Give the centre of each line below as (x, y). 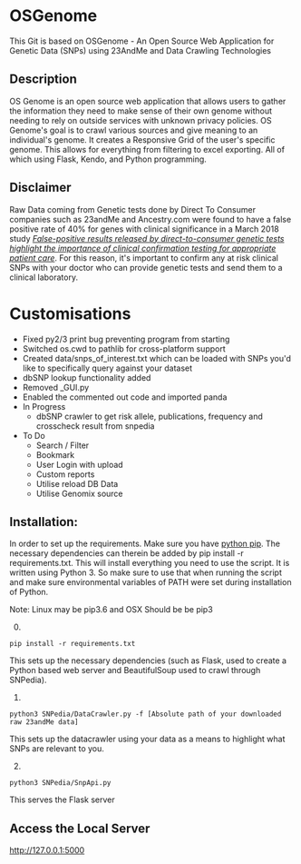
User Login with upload (80, 464)
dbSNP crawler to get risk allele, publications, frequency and (149, 416)
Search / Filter (63, 445)
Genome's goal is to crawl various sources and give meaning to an (134, 130)
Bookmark (55, 454)
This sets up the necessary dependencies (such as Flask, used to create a (148, 660)
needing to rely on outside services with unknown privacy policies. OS (141, 120)
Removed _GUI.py (56, 387)
